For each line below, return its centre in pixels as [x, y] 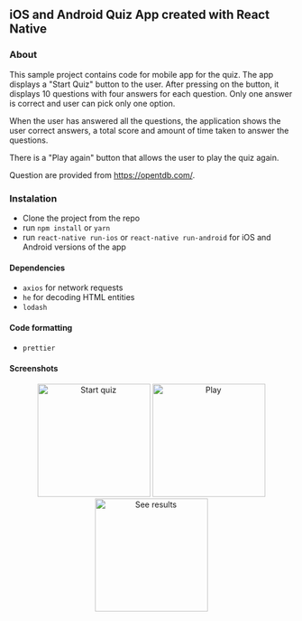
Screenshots [34, 368]
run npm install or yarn [66, 227]
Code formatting [41, 327]
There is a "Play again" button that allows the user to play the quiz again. [144, 157]
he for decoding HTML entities [78, 297]
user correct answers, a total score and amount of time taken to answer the [149, 130]
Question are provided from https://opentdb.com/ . [102, 174]
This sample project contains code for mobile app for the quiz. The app [142, 74]
